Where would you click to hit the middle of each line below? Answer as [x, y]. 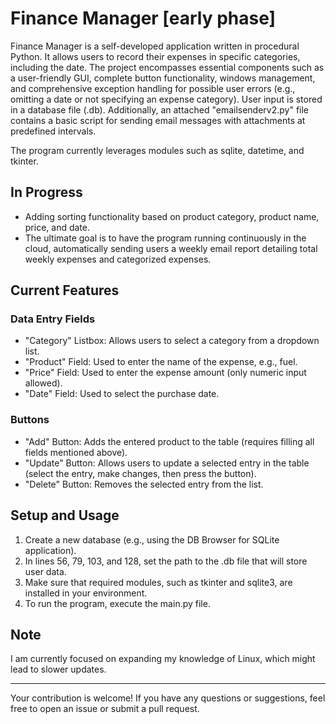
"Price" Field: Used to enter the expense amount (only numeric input [165, 373]
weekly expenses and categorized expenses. [118, 259]
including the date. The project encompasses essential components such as [167, 67]
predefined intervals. [53, 131]
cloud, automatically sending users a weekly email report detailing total [171, 248]
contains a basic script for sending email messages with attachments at [158, 120]
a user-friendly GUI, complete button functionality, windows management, [163, 78]
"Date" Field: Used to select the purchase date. [122, 394]
